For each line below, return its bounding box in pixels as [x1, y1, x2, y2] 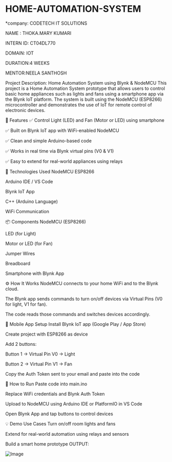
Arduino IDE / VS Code [5, 178, 53, 184]
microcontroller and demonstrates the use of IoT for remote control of [5, 101, 152, 108]
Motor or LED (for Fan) [5, 240, 53, 247]
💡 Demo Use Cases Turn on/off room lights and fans [5, 420, 116, 427]
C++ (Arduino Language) [5, 198, 58, 205]
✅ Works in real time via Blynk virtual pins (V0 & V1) [5, 147, 114, 154]
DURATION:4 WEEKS [5, 60, 50, 66]
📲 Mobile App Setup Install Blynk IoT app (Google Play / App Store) [5, 321, 146, 327]
